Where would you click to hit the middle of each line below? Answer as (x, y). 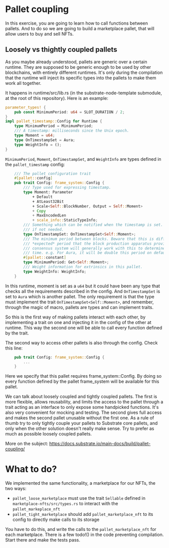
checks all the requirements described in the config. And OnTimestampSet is (83, 291)
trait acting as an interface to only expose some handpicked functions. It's (82, 407)
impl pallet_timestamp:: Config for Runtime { (54, 122)
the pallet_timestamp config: (35, 164)
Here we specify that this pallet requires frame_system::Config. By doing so (83, 376)
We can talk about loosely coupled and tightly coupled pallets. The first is (81, 397)
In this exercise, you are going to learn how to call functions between (77, 23)
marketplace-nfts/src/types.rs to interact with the (65, 504)
